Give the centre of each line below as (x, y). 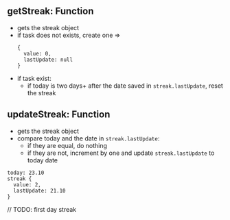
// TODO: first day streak (42, 209)
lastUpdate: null (48, 60)
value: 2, (27, 184)
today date (43, 160)
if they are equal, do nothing (67, 145)
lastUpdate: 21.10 (40, 191)
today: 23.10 (26, 173)
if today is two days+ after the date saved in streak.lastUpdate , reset (125, 86)
